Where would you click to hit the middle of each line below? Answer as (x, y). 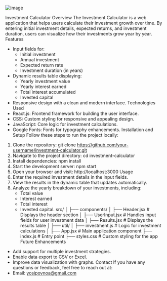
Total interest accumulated (48, 92)
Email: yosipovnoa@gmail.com (45, 273)
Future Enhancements (43, 242)
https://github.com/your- (103, 145)
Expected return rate (41, 65)
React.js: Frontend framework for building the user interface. (76, 113)
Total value (32, 193)
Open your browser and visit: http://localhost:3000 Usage (73, 172)
